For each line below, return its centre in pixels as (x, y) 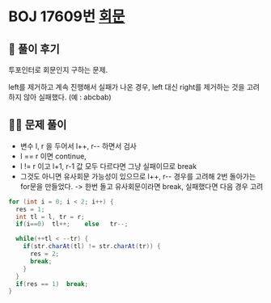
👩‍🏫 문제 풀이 (38, 125)
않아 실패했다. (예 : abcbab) (67, 97)
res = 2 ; (44, 254)
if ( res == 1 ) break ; (52, 284)
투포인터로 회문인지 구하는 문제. (58, 70)
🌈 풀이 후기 (34, 49)
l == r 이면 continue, (53, 156)
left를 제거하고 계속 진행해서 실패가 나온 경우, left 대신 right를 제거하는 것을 (127, 87)
